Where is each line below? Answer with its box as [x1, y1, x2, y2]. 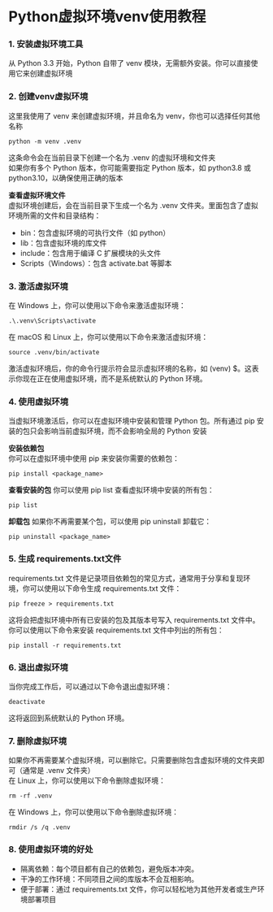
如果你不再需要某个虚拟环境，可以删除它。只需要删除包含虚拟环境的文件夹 [8, 755, 258, 765]
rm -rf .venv [8, 792, 53, 801]
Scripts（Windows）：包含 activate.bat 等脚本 [19, 258, 172, 268]
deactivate [8, 697, 45, 706]
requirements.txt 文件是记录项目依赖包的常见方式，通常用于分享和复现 [8, 573, 244, 583]
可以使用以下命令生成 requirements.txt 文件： [29, 583, 182, 593]
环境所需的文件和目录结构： [8, 211, 102, 220]
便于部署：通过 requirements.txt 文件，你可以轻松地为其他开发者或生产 [19, 884, 258, 894]
